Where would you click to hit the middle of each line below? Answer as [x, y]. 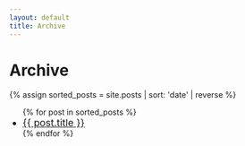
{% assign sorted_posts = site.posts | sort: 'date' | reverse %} [123, 95]
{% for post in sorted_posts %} [79, 112]
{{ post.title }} [53, 123]
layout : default [39, 17]
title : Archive [38, 26]
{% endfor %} [48, 133]
